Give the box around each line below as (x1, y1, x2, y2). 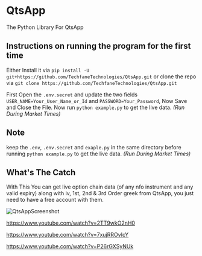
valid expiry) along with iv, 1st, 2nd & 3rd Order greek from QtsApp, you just (6, 190, 194, 197)
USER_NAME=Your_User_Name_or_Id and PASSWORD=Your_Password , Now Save (6, 97, 188, 104)
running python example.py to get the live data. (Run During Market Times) (6, 150, 191, 157)
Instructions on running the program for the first (6, 41, 191, 51)
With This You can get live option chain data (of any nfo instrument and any (6, 183, 194, 190)
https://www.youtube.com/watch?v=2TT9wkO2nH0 (6, 219, 136, 226)
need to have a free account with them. (6, 196, 104, 204)
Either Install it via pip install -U (6, 66, 89, 73)
